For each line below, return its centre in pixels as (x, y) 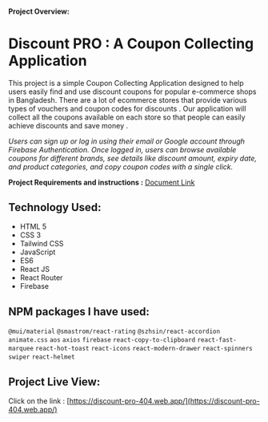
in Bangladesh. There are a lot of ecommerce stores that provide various (128, 99)
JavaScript (38, 252)
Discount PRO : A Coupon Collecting (131, 43)
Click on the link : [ (39, 400)
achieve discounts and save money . (68, 125)
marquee (21, 349)
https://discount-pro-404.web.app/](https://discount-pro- (164, 400)
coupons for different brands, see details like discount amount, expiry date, (133, 158)
